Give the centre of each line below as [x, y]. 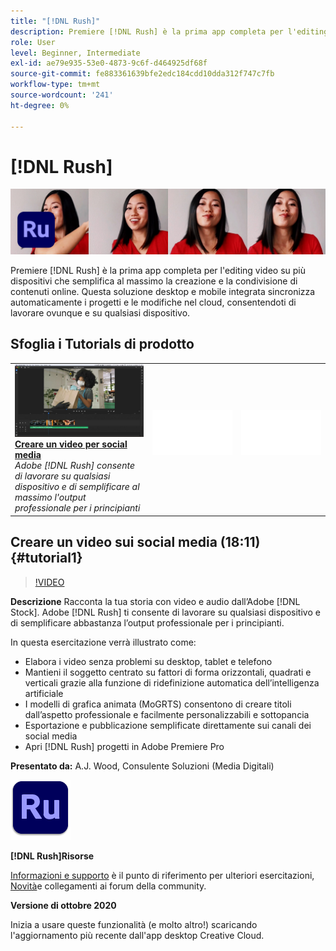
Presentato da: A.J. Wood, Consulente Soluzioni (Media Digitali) [142, 766]
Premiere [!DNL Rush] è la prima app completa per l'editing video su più [158, 270]
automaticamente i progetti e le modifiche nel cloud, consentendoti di [153, 302]
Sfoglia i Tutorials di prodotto [102, 344]
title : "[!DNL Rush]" [55, 21]
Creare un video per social [71, 444]
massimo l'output [50, 497]
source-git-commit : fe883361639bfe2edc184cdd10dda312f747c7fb [142, 74]
